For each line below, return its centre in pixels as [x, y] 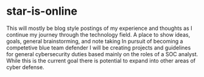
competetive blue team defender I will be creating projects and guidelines [99, 48]
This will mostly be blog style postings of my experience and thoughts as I [99, 28]
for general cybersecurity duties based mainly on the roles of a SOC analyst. [102, 54]
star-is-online [42, 11]
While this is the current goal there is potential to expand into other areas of [101, 61]
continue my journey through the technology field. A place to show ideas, [98, 34]
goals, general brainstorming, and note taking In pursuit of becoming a [95, 41]
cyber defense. [25, 67]
